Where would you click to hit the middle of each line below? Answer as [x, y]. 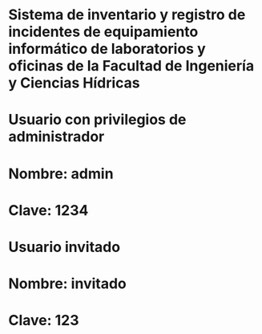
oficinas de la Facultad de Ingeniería [131, 66]
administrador [56, 137]
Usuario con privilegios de [97, 120]
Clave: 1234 [48, 210]
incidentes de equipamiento [103, 32]
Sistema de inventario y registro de [127, 15]
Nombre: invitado [67, 284]
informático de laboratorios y [107, 49]
